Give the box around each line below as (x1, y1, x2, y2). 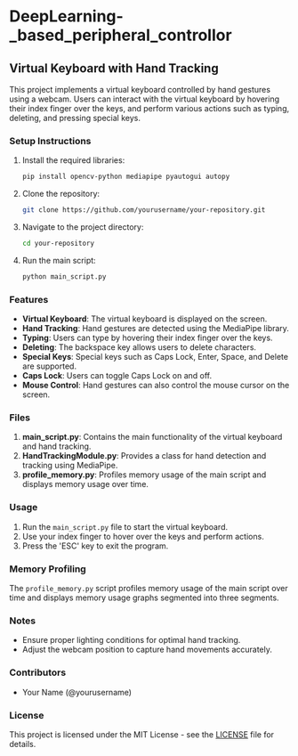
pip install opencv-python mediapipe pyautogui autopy (21, 172, 230, 182)
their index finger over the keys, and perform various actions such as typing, (9, 103, 290, 113)
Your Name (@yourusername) (21, 687, 132, 697)
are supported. (21, 361, 77, 371)
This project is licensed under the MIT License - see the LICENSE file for (9, 728, 274, 740)
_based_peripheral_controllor (9, 25, 233, 45)
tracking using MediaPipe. (21, 460, 118, 471)
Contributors (9, 666, 67, 679)
